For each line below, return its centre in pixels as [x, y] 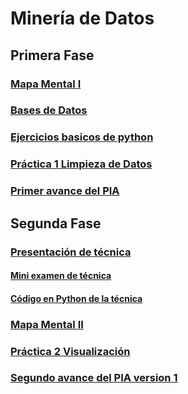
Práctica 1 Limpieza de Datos [81, 164]
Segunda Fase [56, 223]
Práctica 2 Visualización [70, 351]
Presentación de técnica [71, 252]
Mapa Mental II [47, 324]
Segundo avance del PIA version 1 [94, 378]
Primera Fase [52, 55]
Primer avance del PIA [65, 191]
